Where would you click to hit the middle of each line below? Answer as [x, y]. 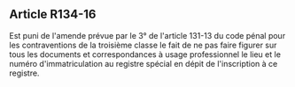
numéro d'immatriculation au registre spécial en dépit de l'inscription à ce [144, 63]
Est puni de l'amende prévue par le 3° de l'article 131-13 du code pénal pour [147, 35]
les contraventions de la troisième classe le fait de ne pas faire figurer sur [143, 45]
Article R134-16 [53, 14]
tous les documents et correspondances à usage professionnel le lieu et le [145, 54]
